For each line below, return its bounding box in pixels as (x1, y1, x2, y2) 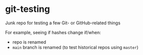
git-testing (5, 3, 50, 15)
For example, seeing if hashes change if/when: (5, 29, 101, 35)
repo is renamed (12, 39, 46, 45)
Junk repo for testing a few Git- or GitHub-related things (5, 20, 121, 26)
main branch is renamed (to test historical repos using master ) (12, 44, 139, 50)
